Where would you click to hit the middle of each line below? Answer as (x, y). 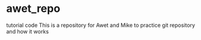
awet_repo (33, 9)
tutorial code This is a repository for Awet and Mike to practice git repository (101, 25)
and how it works (28, 31)
